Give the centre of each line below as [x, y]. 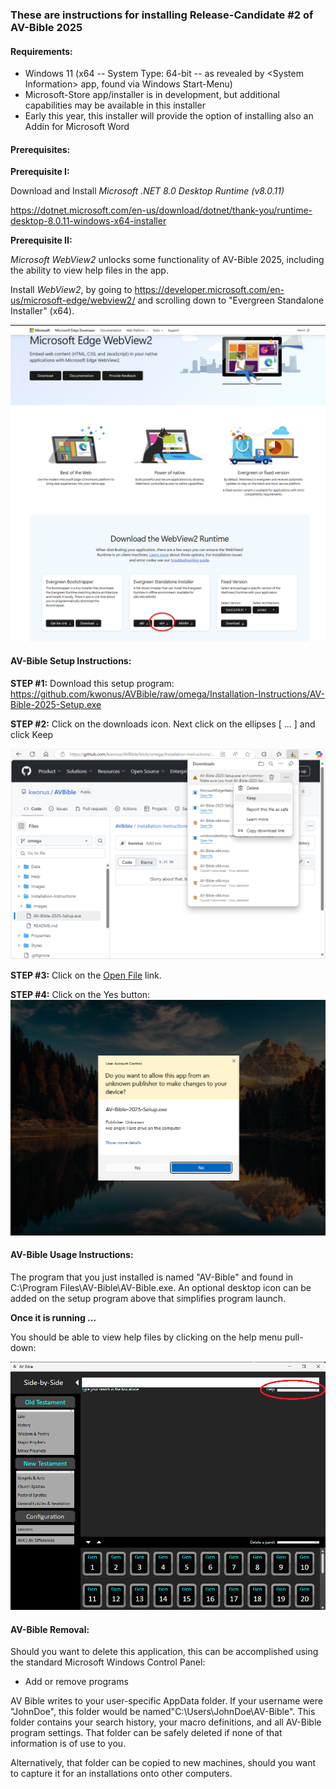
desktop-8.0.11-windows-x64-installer [88, 221]
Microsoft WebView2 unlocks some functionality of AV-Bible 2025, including [167, 260]
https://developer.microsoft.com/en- [209, 290]
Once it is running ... [53, 1317]
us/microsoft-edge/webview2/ [73, 300]
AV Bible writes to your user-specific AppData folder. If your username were [166, 1701]
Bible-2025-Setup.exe [56, 704]
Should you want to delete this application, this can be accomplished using [164, 1652]
